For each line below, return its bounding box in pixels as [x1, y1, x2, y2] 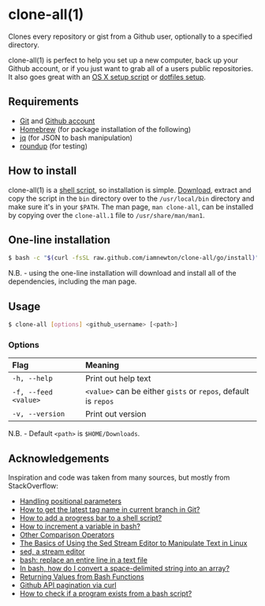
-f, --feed [12, 388, 53, 397]
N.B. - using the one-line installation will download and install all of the [8, 269, 237, 278]
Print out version [85, 408, 147, 420]
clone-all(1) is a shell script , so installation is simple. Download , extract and [8, 185, 252, 194]
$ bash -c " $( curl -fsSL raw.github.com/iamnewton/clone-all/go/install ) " [8, 254, 259, 262]
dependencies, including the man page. [8, 277, 137, 286]
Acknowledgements [8, 452, 110, 465]
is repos [85, 396, 114, 407]
